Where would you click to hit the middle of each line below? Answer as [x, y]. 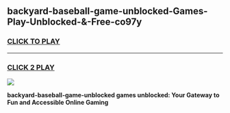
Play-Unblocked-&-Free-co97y [75, 22]
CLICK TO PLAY [34, 42]
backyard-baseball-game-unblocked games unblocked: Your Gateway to [113, 95]
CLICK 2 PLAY [31, 67]
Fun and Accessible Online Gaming [58, 102]
